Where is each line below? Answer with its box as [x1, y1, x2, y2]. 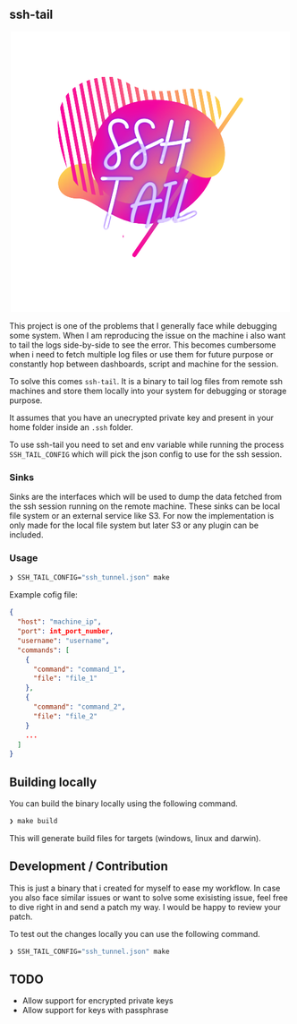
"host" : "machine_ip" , [17, 617, 102, 626]
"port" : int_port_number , [17, 627, 115, 636]
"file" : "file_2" [32, 711, 98, 720]
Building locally [9, 774, 98, 789]
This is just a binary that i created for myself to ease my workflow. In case [9, 882, 281, 893]
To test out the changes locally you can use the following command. [9, 928, 261, 939]
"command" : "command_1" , [32, 665, 126, 674]
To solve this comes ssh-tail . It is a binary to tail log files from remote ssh [9, 375, 284, 386]
